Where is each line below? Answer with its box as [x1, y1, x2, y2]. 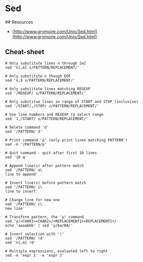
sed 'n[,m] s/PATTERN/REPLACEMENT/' [5, 65, 80, 70]
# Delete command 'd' [5, 125, 49, 130]
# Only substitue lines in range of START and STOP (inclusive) [5, 99, 139, 104]
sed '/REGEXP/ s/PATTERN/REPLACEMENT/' [5, 91, 86, 96]
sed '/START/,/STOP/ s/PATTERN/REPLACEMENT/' [5, 103, 99, 108]
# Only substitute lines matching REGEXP [5, 86, 91, 91]
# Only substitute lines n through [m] [5, 60, 86, 66]
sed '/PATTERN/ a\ [5, 167, 42, 172]
